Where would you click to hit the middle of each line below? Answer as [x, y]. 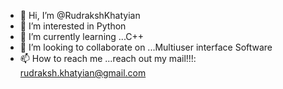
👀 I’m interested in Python [73, 26]
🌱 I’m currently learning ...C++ [82, 36]
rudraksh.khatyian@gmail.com [83, 73]
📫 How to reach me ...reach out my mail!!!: [108, 58]
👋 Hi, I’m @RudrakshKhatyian [80, 15]
